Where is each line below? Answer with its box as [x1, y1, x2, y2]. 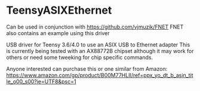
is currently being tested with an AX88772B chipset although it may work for [6, 47, 194, 54]
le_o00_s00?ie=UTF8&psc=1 [6, 78, 76, 85]
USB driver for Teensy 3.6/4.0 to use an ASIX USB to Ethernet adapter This [6, 41, 190, 48]
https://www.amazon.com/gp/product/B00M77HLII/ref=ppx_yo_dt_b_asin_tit [6, 71, 193, 79]
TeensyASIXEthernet [6, 4, 112, 17]
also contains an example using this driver [6, 29, 110, 36]
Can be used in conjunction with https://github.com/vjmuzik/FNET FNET [6, 23, 184, 30]
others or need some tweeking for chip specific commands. [6, 54, 153, 61]
